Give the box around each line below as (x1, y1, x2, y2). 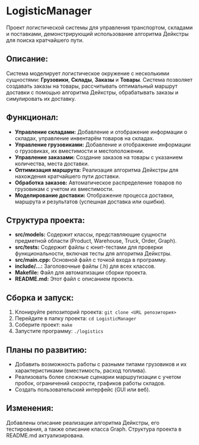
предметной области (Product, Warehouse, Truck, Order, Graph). (14, 237, 177, 245)
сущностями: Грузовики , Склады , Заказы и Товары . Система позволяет (6, 76, 193, 83)
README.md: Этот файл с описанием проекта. (14, 276, 134, 283)
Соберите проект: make (14, 321, 73, 329)
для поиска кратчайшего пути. (6, 36, 84, 44)
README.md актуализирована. (6, 431, 84, 439)
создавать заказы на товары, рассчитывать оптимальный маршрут (6, 82, 178, 89)
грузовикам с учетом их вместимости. (14, 185, 114, 192)
